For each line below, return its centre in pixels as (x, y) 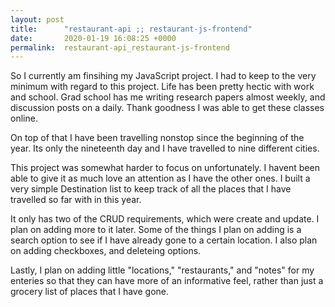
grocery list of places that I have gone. (89, 292)
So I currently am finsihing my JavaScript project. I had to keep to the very (163, 76)
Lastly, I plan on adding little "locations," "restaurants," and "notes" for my (162, 270)
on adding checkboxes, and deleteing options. (106, 251)
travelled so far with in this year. (76, 200)
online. (24, 118)
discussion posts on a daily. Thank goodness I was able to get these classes (167, 108)
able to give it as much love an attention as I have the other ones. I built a (160, 178)
